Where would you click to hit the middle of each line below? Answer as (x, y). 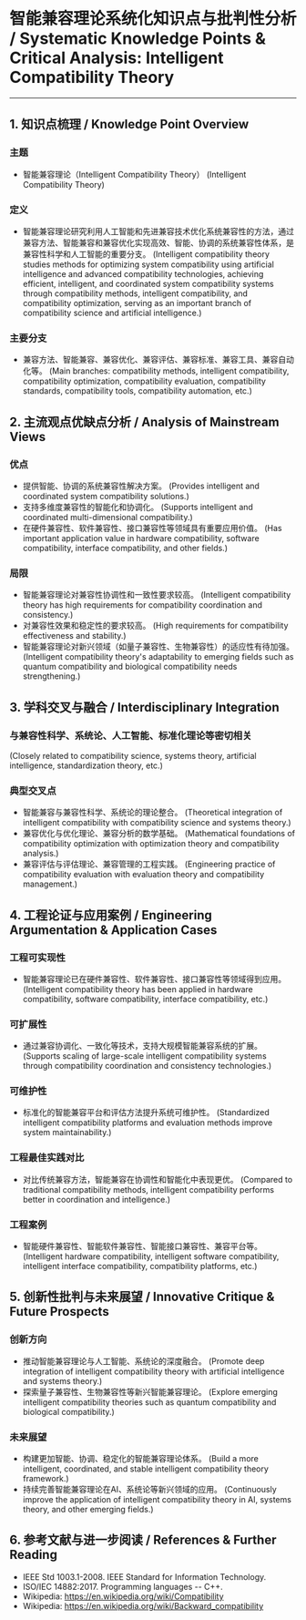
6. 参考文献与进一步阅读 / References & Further (143, 1540)
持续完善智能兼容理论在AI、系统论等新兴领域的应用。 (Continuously (150, 1490)
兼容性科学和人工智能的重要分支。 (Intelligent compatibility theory (146, 254)
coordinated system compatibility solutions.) (106, 496)
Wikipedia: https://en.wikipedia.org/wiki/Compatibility (123, 1596)
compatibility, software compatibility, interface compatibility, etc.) (145, 999)
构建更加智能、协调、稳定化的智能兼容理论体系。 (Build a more (141, 1459)
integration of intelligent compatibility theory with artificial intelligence (153, 1371)
